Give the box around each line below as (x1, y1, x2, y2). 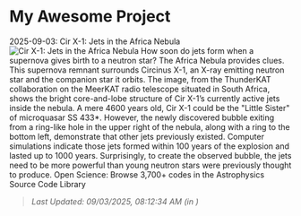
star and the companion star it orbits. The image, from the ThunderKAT (9, 73, 271, 84)
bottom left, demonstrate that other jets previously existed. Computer (9, 131, 264, 142)
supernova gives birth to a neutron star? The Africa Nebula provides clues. (9, 55, 285, 65)
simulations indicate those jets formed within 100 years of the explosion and (9, 141, 289, 151)
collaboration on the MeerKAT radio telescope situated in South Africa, (9, 83, 271, 94)
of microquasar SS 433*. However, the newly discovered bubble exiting (9, 112, 275, 123)
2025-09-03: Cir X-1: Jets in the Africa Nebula (9, 36, 181, 47)
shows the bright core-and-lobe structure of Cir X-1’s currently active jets (9, 92, 280, 104)
